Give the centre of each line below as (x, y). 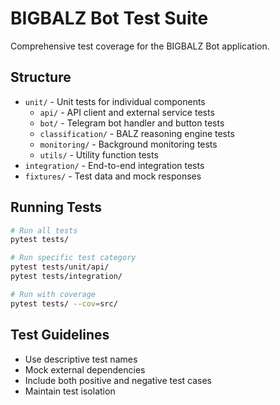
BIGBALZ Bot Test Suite (109, 18)
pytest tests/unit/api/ (60, 267)
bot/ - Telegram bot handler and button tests (132, 123)
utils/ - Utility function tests (99, 154)
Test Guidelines (60, 335)
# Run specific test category (73, 258)
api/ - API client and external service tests (127, 112)
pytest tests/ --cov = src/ (64, 303)
